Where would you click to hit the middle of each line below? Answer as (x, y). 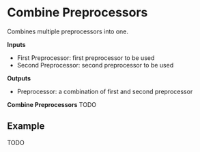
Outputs (19, 78)
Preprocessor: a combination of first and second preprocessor (105, 91)
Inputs (16, 44)
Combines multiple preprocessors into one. (68, 31)
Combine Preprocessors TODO (52, 104)
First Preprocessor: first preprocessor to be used (86, 58)
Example (26, 126)
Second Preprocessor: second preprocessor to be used (95, 65)
